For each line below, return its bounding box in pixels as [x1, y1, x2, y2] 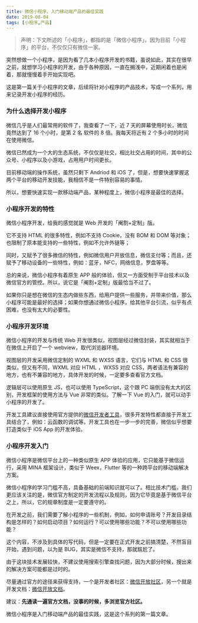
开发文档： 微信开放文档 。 [6, 585, 68, 592]
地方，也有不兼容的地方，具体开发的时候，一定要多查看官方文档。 [6, 372, 166, 379]
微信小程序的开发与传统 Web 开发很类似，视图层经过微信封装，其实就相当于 [6, 337, 190, 344]
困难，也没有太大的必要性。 [6, 306, 74, 313]
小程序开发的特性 [6, 204, 55, 213]
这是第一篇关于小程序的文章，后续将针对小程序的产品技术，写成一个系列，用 [6, 84, 192, 91]
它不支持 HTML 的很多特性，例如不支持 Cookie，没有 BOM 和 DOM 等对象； [6, 231, 192, 238]
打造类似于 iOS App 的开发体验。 [6, 426, 86, 433]
